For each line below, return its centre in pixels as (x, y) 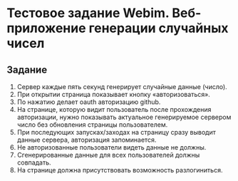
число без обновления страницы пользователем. (92, 125)
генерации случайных (159, 28)
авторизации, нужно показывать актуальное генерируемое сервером (124, 117)
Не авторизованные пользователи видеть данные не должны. (112, 147)
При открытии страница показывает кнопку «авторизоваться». (114, 94)
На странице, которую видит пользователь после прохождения (114, 109)
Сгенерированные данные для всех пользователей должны (108, 155)
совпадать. (34, 162)
